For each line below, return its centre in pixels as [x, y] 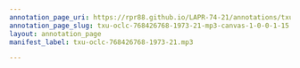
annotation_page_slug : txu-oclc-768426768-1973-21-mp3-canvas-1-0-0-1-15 [150, 26]
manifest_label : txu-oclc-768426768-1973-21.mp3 [101, 42]
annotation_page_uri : [50, 17]
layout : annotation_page [55, 34]
